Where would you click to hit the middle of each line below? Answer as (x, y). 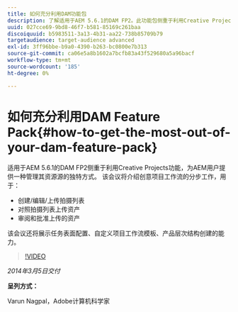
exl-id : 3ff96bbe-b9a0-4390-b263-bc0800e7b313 (77, 47)
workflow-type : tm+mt (39, 60)
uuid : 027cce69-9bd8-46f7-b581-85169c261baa (74, 27)
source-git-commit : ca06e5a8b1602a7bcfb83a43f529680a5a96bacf (101, 54)
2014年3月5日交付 (34, 271)
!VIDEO (35, 257)
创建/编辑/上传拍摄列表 (51, 201)
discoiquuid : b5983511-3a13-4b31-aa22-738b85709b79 (85, 34)
